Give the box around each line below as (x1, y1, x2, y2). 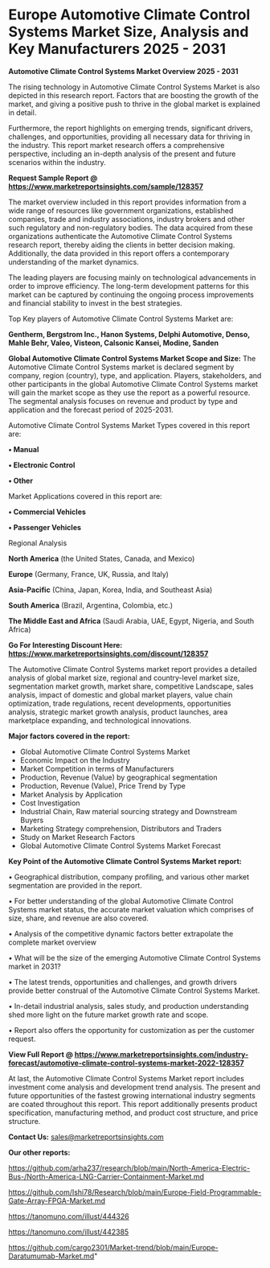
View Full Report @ (8, 1049, 74, 1059)
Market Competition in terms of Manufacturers (19, 764, 174, 773)
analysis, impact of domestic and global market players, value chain (8, 690, 233, 699)
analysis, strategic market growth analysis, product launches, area (8, 706, 228, 717)
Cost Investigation (19, 798, 80, 808)
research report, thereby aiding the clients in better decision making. (8, 240, 235, 249)
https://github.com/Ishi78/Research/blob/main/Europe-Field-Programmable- (8, 1187, 262, 1196)
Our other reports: (8, 1147, 71, 1157)
